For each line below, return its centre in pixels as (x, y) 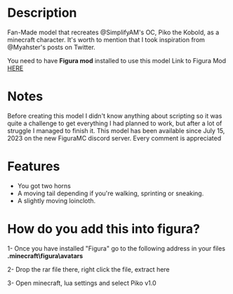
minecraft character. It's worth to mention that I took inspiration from (106, 39)
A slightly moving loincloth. (56, 200)
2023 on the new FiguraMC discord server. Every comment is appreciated (114, 138)
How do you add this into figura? (104, 229)
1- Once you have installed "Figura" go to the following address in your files (116, 248)
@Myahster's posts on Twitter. (52, 47)
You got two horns (44, 185)
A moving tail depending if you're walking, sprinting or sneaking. (111, 193)
